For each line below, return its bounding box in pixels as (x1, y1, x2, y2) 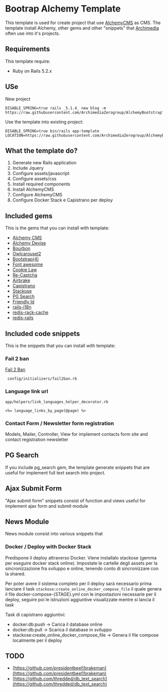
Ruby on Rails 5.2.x (12, 68, 52, 74)
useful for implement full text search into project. (5, 470, 106, 476)
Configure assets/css (12, 176, 56, 182)
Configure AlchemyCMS (12, 192, 62, 198)
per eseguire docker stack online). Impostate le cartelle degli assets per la (5, 560, 157, 566)
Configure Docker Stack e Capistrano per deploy (12, 197, 113, 203)
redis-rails (12, 315, 34, 321)
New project (5, 96, 30, 102)
